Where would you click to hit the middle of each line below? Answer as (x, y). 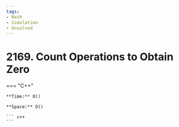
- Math (14, 17)
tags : (13, 11)
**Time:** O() (24, 97)
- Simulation (22, 22)
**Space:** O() (25, 107)
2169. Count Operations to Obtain (90, 57)
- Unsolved (19, 28)
